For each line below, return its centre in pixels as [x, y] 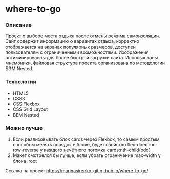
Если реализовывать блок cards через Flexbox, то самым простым [86, 139]
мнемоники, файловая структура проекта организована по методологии [85, 63]
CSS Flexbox [26, 104]
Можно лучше [24, 128]
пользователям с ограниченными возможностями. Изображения [77, 52]
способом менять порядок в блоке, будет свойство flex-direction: [85, 145]
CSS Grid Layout [30, 109]
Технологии [21, 82]
